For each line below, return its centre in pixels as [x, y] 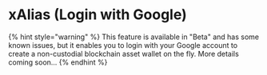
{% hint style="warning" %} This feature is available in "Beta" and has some [134, 37]
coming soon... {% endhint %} [58, 62]
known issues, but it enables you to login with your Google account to [123, 45]
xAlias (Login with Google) [98, 15]
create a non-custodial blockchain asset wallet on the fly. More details [124, 53]
